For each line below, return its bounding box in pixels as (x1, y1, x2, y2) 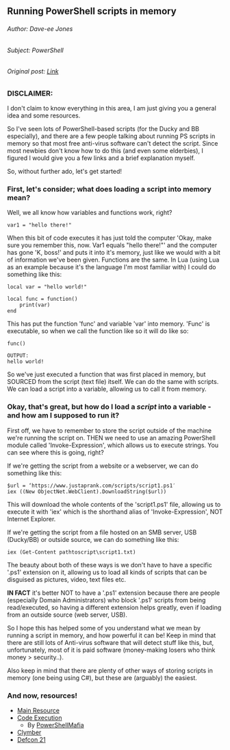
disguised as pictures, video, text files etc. (7, 575, 127, 583)
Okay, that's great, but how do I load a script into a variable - (7, 402, 212, 411)
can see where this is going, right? (7, 448, 104, 456)
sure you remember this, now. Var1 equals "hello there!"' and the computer (7, 241, 218, 249)
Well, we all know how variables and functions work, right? (7, 209, 172, 217)
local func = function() (7, 295, 78, 303)
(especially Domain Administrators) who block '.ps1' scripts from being (7, 595, 206, 604)
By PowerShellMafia (27, 721, 84, 729)
